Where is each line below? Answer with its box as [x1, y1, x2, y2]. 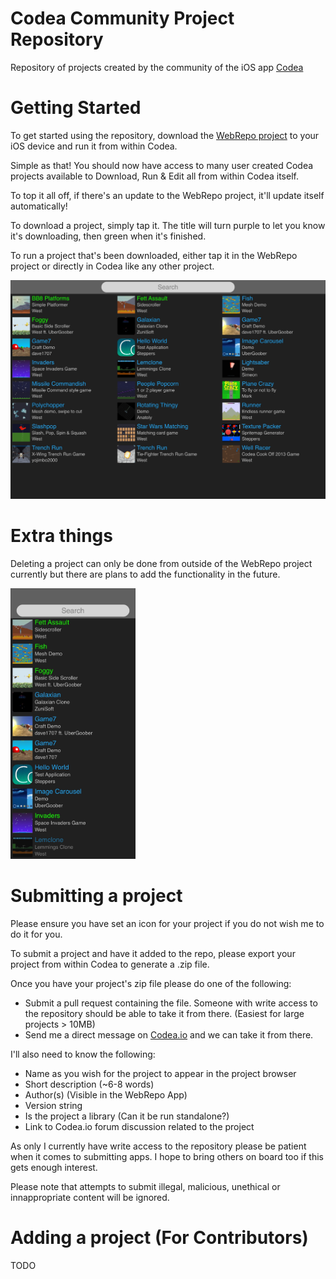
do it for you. [10, 928, 63, 940]
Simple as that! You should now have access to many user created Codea [10, 159, 314, 171]
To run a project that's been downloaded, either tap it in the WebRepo [10, 249, 298, 261]
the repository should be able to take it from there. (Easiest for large [24, 1007, 305, 1019]
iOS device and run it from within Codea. [10, 140, 178, 152]
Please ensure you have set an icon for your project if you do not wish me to [10, 917, 325, 929]
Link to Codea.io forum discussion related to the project [24, 1120, 255, 1132]
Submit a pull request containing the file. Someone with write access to [24, 997, 318, 1009]
